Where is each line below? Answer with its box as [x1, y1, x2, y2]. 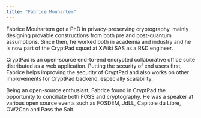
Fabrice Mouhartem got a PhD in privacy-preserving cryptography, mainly [6, 25, 189, 32]
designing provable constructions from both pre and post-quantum [6, 31, 172, 39]
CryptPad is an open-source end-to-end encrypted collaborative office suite [6, 56, 196, 63]
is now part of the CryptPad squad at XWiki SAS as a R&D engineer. [6, 44, 173, 52]
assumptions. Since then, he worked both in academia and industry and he [6, 38, 191, 45]
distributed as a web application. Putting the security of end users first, [6, 62, 182, 69]
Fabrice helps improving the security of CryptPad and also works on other [6, 68, 190, 75]
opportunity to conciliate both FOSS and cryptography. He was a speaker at [6, 93, 194, 100]
